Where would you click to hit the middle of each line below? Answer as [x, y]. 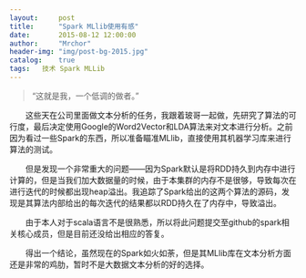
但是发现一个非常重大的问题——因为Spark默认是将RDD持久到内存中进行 [160, 169]
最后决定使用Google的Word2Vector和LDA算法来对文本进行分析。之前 [163, 126]
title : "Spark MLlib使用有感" [74, 26]
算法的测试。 [33, 149]
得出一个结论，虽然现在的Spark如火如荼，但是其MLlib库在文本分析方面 [158, 252]
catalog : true [42, 60]
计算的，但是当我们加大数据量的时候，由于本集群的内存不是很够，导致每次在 [153, 180]
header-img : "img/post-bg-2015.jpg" [79, 52]
